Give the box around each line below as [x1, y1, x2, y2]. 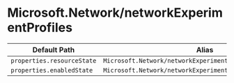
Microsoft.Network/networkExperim [7, 5, 223, 21]
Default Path [32, 45, 75, 54]
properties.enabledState [10, 66, 93, 74]
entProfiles [7, 20, 73, 36]
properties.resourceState [10, 56, 97, 64]
